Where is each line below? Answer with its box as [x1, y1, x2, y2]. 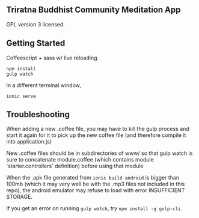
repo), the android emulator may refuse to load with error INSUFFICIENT [6, 187, 185, 194]
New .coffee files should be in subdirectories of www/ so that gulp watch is [6, 150, 193, 157]
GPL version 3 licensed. [6, 20, 65, 28]
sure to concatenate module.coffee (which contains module [6, 156, 155, 163]
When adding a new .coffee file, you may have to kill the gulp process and [6, 126, 189, 133]
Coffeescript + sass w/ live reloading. [6, 54, 99, 61]
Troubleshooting [6, 109, 70, 120]
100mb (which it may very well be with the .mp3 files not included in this [6, 180, 185, 188]
